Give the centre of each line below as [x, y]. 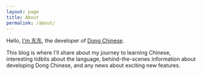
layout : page [23, 12]
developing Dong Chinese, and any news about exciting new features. [93, 65]
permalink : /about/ [31, 23]
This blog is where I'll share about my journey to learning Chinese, [89, 53]
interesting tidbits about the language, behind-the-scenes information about [101, 59]
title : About [23, 17]
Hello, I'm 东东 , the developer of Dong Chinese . [65, 41]
